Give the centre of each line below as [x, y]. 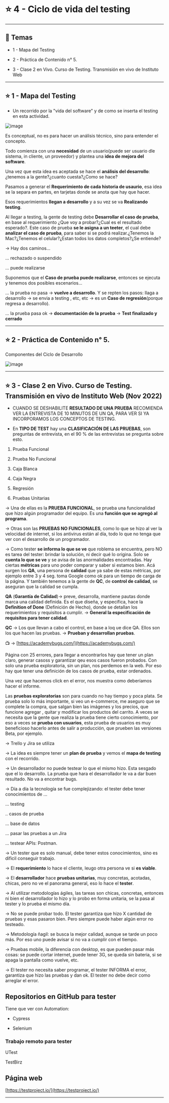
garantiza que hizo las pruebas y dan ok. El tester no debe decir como [78, 975]
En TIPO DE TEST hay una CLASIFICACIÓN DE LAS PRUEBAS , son [81, 429]
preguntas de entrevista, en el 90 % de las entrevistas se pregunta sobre [88, 434]
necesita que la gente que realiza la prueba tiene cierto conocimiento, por [82, 717]
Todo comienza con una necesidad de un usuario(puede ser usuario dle [80, 151]
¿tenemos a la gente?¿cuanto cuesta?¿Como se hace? [62, 176]
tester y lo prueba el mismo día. [38, 904]
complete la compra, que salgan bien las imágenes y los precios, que [77, 707]
